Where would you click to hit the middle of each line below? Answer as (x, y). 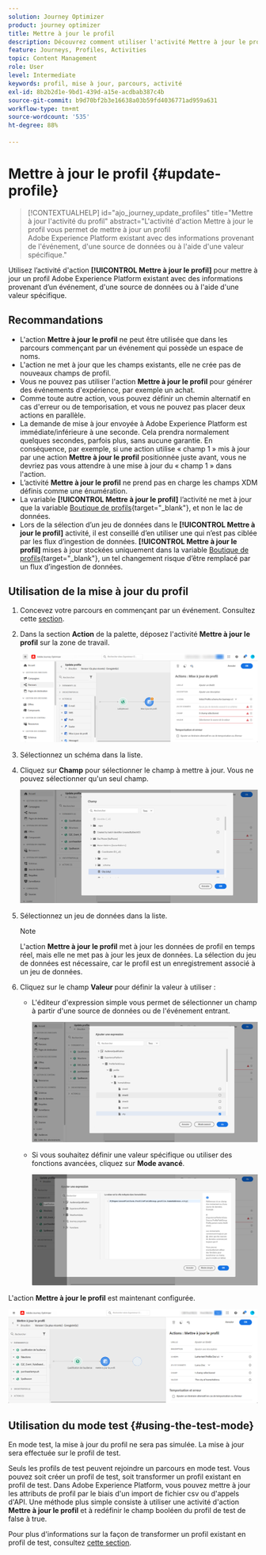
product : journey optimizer (55, 25)
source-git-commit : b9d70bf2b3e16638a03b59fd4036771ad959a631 (113, 100)
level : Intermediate (42, 75)
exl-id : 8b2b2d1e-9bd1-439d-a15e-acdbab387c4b (86, 92)
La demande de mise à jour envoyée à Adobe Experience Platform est (133, 423)
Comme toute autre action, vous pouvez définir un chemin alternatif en (135, 398)
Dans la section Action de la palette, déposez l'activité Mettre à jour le (135, 635)
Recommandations (56, 320)
